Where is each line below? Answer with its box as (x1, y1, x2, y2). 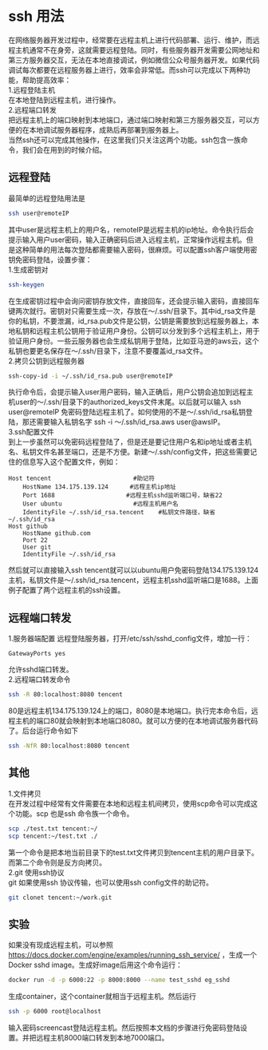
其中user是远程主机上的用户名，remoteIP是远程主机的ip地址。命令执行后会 (8, 224, 254, 234)
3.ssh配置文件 (8, 427, 54, 437)
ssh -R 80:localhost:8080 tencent (8, 691, 124, 699)
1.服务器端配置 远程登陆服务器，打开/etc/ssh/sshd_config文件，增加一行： (8, 634, 253, 644)
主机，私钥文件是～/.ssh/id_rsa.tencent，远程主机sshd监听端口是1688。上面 (8, 576, 259, 585)
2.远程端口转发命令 (8, 675, 71, 684)
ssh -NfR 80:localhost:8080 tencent (8, 742, 130, 751)
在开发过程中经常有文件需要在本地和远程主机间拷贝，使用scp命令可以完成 (8, 798, 251, 808)
